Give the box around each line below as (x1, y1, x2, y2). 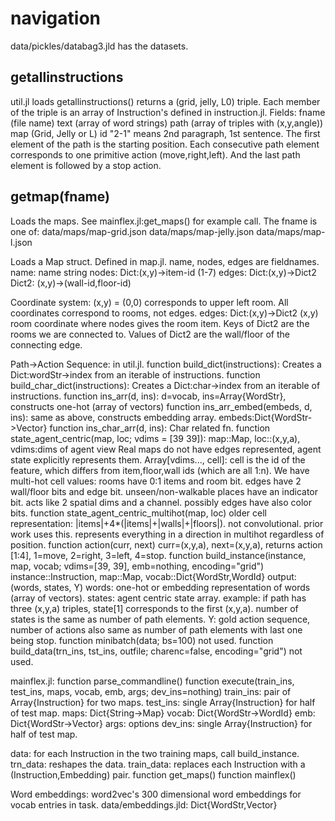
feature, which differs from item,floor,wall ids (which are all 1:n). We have (10, 464, 310, 476)
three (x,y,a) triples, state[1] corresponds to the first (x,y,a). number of (10, 602, 299, 614)
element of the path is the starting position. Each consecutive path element (10, 138, 320, 150)
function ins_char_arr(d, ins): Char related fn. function (49, 422, 271, 434)
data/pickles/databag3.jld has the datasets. (10, 40, 189, 52)
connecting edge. (10, 338, 83, 351)
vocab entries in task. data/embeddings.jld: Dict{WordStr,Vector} (10, 798, 278, 811)
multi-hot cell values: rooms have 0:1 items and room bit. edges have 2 (10, 475, 302, 487)
